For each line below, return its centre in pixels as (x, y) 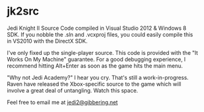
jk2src (23, 11)
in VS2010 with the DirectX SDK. (47, 41)
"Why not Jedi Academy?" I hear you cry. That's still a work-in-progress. (98, 77)
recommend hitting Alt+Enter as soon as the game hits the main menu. (95, 66)
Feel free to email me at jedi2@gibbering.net (62, 102)
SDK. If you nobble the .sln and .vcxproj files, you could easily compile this (100, 34)
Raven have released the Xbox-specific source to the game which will (94, 84)
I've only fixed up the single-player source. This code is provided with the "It (103, 52)
